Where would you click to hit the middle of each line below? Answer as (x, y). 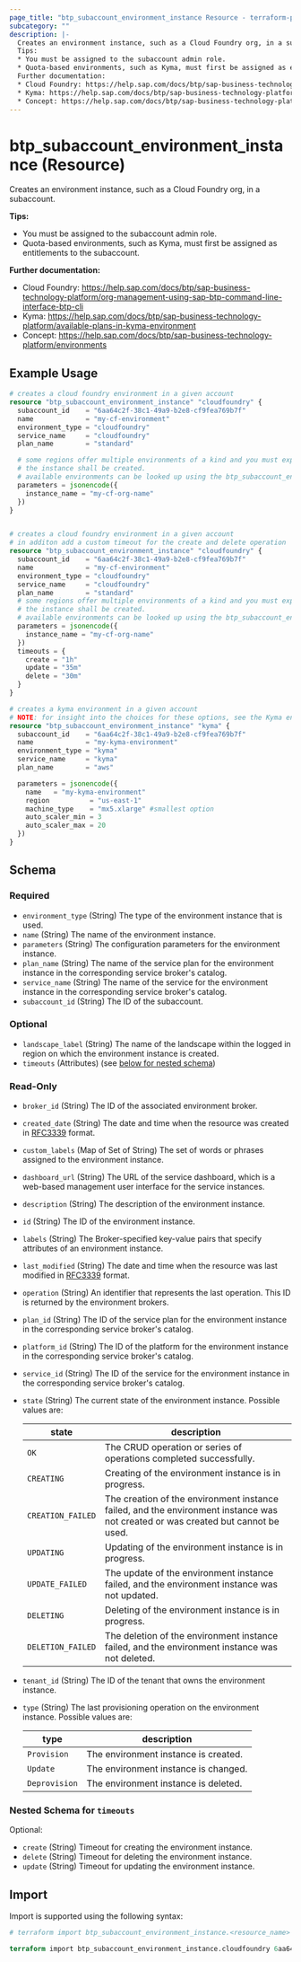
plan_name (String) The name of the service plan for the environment (148, 963)
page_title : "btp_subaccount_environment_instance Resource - (128, 18)
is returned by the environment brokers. (95, 1302)
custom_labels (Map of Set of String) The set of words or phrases (143, 1150)
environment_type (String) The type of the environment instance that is (152, 915)
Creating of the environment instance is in (193, 1474)
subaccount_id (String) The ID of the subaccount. (112, 1001)
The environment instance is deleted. (164, 1783)
